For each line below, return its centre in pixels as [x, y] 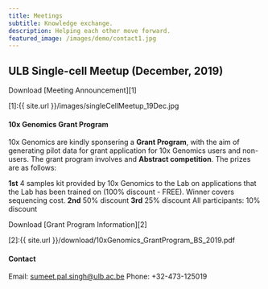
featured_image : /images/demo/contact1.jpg [82, 38]
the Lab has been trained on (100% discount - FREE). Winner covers [122, 192]
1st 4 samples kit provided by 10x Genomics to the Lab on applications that [132, 184]
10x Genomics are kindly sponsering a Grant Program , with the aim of [124, 142]
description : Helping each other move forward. [90, 31]
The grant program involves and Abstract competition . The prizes [141, 159]
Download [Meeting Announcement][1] [72, 90]
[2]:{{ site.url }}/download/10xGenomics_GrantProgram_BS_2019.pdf [122, 240]
